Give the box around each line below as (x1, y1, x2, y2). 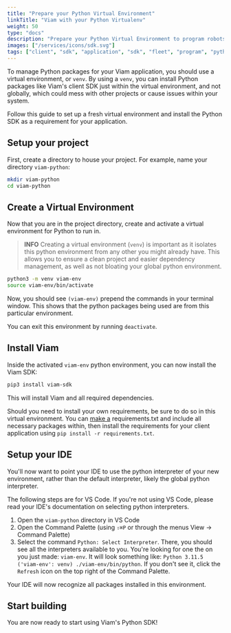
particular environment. (7, 309, 74, 317)
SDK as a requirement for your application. (7, 117, 128, 125)
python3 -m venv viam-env (7, 276, 81, 283)
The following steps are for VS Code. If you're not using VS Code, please (7, 495, 214, 503)
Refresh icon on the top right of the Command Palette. (16, 567, 170, 575)
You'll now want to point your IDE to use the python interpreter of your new (7, 467, 219, 475)
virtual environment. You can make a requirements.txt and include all (7, 414, 201, 422)
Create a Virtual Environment (7, 201, 134, 213)
